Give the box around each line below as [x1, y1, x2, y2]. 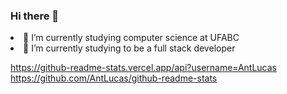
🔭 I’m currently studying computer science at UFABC [23, 32, 240, 44]
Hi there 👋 [10, 9, 60, 23]
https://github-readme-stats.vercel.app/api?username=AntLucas [10, 62, 277, 74]
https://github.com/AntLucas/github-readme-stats [10, 72, 218, 84]
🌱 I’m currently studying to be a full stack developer [23, 42, 236, 54]
